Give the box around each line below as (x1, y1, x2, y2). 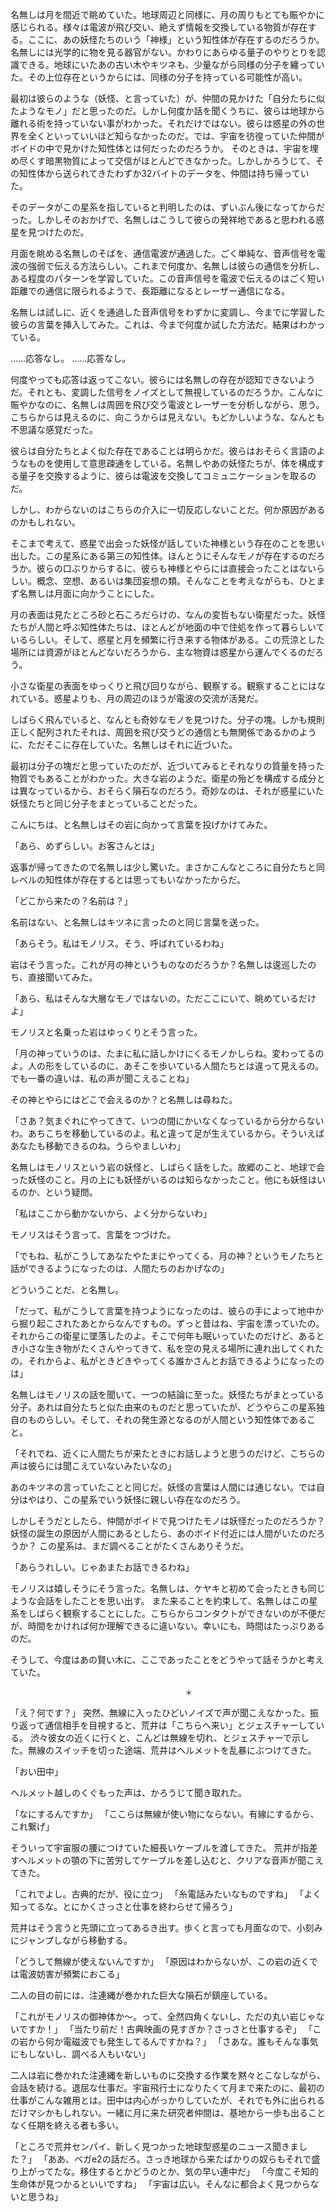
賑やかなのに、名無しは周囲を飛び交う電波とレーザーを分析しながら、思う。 (10, 399, 325, 410)
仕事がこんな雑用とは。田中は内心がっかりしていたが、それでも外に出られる (10, 2094, 325, 2106)
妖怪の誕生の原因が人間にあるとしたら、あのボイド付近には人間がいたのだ (10, 1528, 317, 1539)
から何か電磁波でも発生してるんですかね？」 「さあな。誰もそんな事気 (27, 2036, 319, 2047)
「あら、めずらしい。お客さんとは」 (10, 840, 160, 852)
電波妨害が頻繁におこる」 (18, 1968, 125, 1980)
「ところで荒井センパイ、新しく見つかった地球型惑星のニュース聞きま (10, 2141, 300, 2152)
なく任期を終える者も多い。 (10, 2119, 125, 2131)
